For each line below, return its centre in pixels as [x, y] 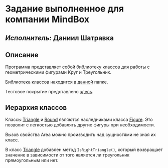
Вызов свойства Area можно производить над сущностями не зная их [81, 135]
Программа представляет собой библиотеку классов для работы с [77, 67]
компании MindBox [47, 19]
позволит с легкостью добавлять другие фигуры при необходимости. [80, 125]
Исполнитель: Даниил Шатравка [59, 38]
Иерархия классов [36, 108]
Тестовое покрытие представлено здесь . [49, 92]
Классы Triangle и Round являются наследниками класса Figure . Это [79, 120]
